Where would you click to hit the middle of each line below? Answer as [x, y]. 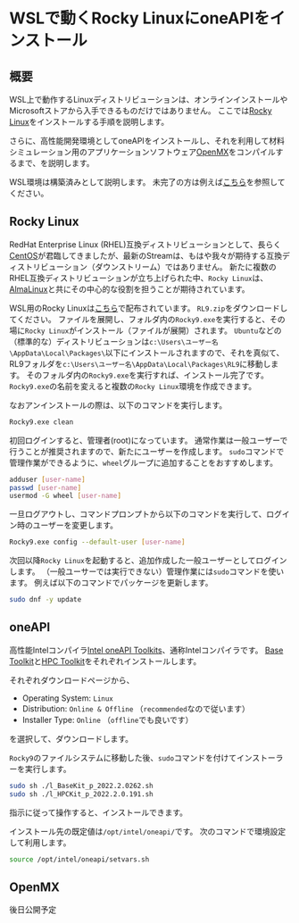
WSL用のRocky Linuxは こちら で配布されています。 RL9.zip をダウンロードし [149, 308]
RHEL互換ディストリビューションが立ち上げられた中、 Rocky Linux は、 [139, 278]
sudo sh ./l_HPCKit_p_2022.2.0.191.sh [81, 794]
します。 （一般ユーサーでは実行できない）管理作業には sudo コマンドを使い [147, 571]
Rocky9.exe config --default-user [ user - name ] [97, 542]
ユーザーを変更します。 [75, 525]
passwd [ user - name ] [46, 487]
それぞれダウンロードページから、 [72, 680]
